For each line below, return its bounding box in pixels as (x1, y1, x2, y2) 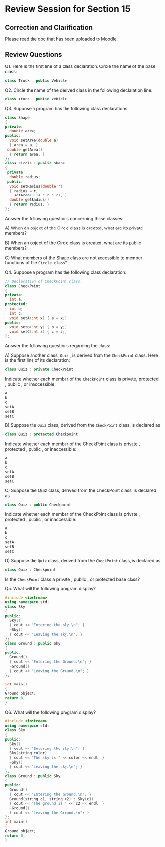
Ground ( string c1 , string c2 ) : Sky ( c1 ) (9, 796, 94, 801)
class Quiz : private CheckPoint (5, 367, 74, 372)
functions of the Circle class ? (5, 260, 67, 265)
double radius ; (9, 174, 41, 179)
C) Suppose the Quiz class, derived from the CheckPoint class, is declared (5, 488, 157, 493)
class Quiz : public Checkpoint (5, 502, 71, 507)
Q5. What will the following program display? (5, 586, 96, 591)
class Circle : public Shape (5, 161, 65, 166)
